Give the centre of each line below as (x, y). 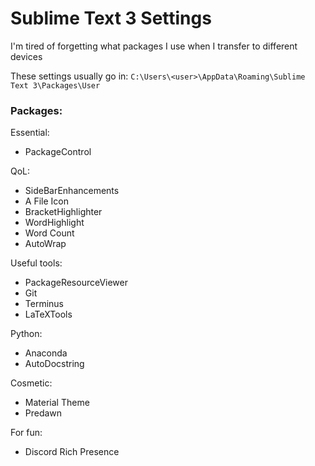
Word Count (49, 233)
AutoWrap (45, 244)
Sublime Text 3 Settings (111, 18)
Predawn (43, 413)
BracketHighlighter (63, 212)
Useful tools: (36, 263)
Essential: (30, 133)
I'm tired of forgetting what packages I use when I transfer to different (154, 46)
